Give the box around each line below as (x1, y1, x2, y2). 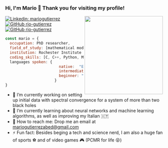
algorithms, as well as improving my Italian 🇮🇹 (12, 112, 109, 119)
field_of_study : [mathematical (9, 45, 75, 50)
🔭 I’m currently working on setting (12, 91, 82, 97)
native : (58, 64, 75, 69)
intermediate (58, 68, 86, 74)
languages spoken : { (9, 59, 52, 64)
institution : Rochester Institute (9, 50, 81, 55)
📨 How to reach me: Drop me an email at (12, 118, 96, 124)
